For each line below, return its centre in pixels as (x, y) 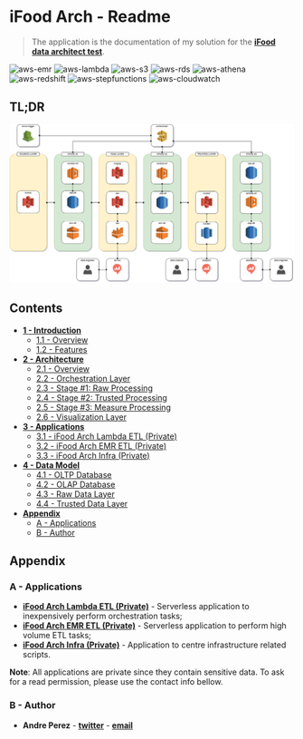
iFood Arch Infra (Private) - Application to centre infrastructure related (154, 645)
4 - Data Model (51, 465)
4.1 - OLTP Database (74, 474)
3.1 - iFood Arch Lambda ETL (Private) (107, 436)
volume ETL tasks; (57, 636)
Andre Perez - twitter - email (78, 725)
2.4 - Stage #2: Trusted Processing (101, 397)
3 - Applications (53, 426)
